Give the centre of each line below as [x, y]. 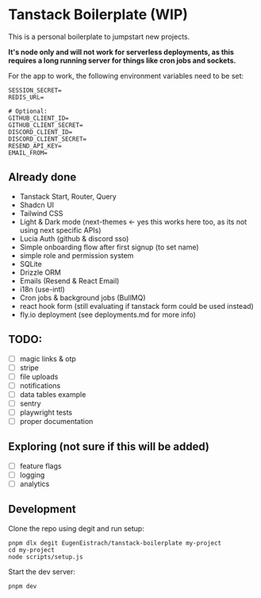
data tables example [53, 394]
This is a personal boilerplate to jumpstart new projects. [99, 37]
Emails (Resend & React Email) [69, 280]
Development [42, 509]
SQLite [31, 264]
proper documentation [56, 421]
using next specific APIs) [60, 230]
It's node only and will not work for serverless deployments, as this [121, 52]
